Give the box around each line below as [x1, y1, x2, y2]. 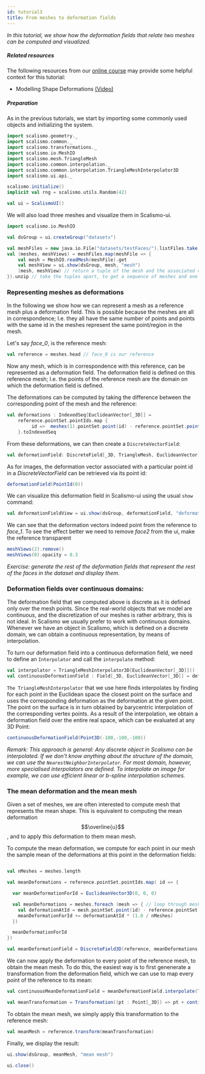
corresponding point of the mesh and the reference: [7, 400, 137, 407]
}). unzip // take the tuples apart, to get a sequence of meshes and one [7, 274, 198, 280]
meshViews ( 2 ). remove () [7, 546, 64, 553]
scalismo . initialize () [7, 184, 64, 190]
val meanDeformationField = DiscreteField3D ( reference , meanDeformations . [7, 946, 201, 952]
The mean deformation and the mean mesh [7, 787, 137, 795]
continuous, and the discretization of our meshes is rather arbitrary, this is [7, 611, 192, 619]
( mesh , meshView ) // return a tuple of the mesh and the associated [18, 268, 195, 274]
